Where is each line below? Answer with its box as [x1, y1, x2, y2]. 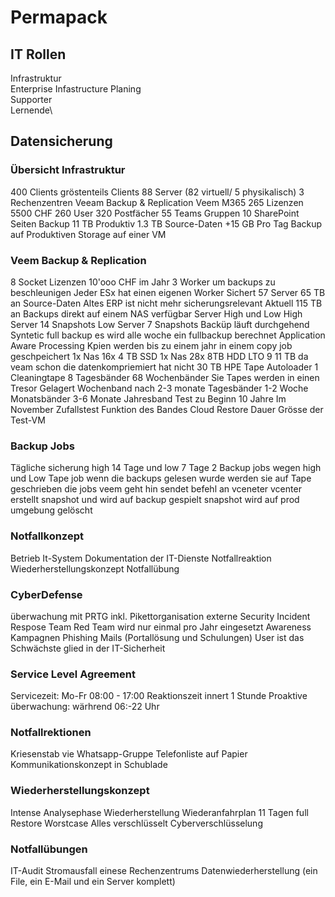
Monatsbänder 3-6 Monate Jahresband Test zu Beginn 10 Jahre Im [10, 392, 287, 405]
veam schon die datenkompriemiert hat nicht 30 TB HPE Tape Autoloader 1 [10, 361, 319, 373]
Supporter [10, 94, 53, 105]
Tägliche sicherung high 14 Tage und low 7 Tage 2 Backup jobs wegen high [10, 462, 322, 474]
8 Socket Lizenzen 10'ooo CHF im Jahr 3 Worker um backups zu [10, 276, 276, 288]
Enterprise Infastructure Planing [10, 83, 142, 95]
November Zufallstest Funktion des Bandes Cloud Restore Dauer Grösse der [10, 403, 324, 415]
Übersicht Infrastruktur [10, 163, 126, 177]
